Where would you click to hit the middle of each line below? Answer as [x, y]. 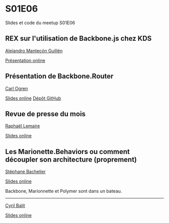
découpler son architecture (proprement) [71, 159]
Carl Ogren [17, 88]
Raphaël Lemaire [23, 126]
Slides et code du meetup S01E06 [40, 23]
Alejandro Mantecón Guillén [34, 50]
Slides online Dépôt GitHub [33, 98]
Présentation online [25, 60]
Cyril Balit [15, 206]
